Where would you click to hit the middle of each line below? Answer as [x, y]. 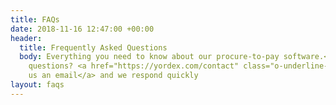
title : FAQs [35, 19]
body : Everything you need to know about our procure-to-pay [149, 57]
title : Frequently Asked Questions [93, 47]
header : [26, 38]
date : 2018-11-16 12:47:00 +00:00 [82, 29]
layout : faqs [37, 85]
